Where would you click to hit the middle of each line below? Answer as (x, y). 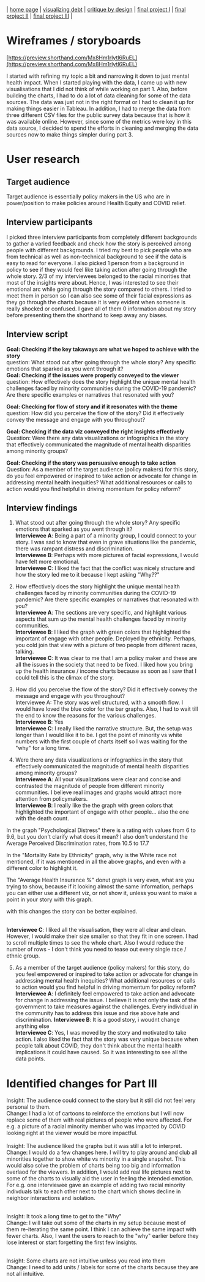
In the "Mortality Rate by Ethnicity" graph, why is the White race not (91, 855)
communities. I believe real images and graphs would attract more (98, 792)
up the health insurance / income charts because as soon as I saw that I (106, 671)
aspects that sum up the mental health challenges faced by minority (101, 619)
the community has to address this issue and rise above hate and (97, 1013)
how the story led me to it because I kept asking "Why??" (88, 575)
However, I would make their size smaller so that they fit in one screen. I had (102, 936)
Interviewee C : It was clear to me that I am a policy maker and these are (106, 658)
